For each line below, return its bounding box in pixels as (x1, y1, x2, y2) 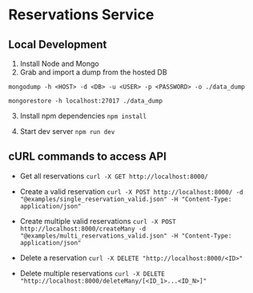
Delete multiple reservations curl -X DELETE (19, 268, 166, 278)
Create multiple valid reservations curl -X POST (19, 216, 176, 226)
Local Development (8, 38, 107, 51)
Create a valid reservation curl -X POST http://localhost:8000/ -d (19, 186, 244, 196)
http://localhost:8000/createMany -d (19, 225, 147, 233)
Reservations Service (8, 6, 155, 24)
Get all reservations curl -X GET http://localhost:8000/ (19, 171, 208, 181)
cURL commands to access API (8, 150, 167, 164)
